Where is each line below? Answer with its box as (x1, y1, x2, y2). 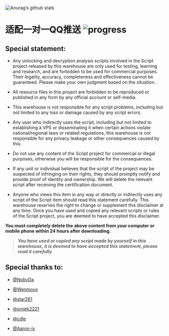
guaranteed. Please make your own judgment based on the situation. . (12, 79, 158, 85)
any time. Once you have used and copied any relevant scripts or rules (12, 207, 160, 213)
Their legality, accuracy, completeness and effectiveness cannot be (12, 74, 153, 80)
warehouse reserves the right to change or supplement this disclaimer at (12, 202, 164, 208)
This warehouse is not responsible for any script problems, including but (12, 104, 163, 110)
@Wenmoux (12, 286, 38, 292)
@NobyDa (12, 276, 34, 283)
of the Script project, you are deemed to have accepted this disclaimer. (12, 213, 160, 219)
